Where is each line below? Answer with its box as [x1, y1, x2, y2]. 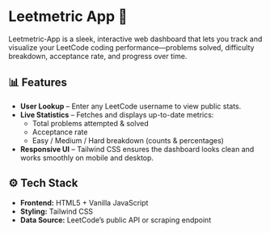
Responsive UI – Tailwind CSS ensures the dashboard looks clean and [19, 144, 255, 154]
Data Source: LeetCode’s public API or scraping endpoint [19, 214, 212, 225]
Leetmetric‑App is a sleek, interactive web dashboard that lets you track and [8, 34, 263, 44]
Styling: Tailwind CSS [19, 206, 94, 216]
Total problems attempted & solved [32, 118, 150, 128]
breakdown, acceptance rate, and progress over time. [8, 51, 188, 61]
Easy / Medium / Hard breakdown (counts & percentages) [32, 135, 225, 145]
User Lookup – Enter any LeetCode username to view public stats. [19, 101, 242, 111]
